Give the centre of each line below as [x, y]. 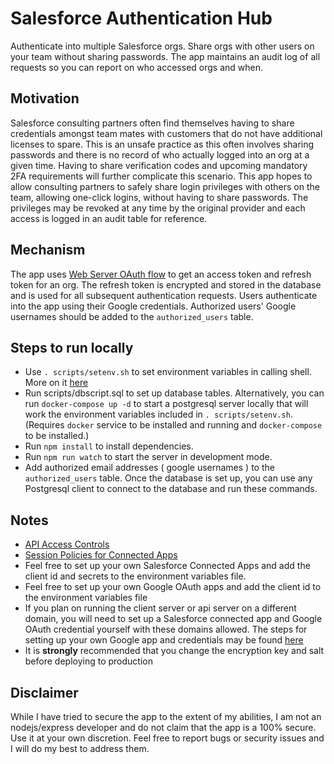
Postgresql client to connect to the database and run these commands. [171, 489]
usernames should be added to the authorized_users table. [132, 316]
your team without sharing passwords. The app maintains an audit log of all [165, 56]
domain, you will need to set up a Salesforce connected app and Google [173, 619]
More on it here [56, 383]
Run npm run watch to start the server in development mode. [148, 457]
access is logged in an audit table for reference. [109, 218]
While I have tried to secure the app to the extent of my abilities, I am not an [166, 716]
